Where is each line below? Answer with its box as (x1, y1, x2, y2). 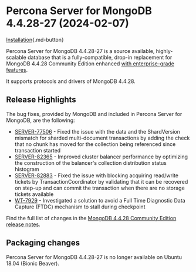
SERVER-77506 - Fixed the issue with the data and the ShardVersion (14, 128, 181, 135)
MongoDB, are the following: (6, 117, 75, 124)
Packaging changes (6, 238, 80, 248)
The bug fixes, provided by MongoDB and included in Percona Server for (6, 110, 183, 117)
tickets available (14, 190, 54, 198)
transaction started (14, 147, 61, 154)
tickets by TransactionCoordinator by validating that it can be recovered (14, 178, 188, 185)
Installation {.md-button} (6, 36, 65, 43)
